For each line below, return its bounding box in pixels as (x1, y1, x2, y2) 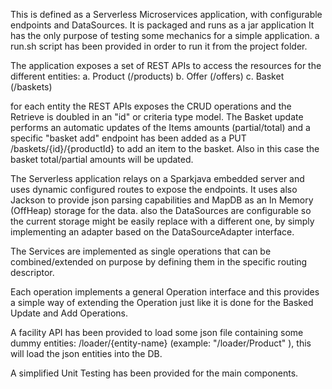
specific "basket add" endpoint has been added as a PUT (10, 132, 247, 144)
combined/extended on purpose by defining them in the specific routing (10, 256, 308, 268)
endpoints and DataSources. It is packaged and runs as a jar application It (10, 19, 315, 31)
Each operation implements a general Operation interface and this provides (10, 286, 320, 298)
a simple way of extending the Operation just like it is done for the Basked (10, 297, 314, 308)
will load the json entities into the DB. (10, 348, 163, 359)
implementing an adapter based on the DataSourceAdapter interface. (10, 226, 295, 238)
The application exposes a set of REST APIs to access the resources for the (10, 60, 322, 71)
